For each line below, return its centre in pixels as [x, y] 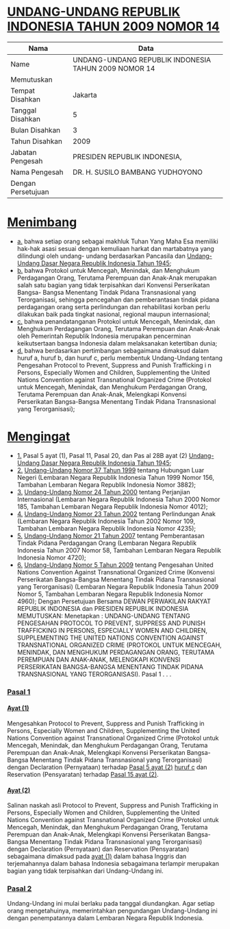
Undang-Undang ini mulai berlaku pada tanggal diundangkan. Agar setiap [111, 904]
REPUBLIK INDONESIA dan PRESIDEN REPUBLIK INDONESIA [103, 608]
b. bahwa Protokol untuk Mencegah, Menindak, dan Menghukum [108, 270]
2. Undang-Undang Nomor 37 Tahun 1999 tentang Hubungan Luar [111, 470]
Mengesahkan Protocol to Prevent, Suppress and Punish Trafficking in [106, 723]
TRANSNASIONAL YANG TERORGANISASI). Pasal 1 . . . [94, 674]
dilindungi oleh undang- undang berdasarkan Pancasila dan [101, 256]
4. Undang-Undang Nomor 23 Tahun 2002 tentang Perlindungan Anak [116, 514]
